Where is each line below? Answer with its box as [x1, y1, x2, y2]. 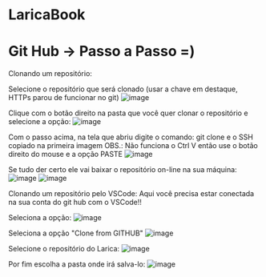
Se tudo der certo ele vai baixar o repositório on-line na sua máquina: [8, 165, 238, 175]
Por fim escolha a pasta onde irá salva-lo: [8, 259, 146, 269]
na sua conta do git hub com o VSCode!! [8, 198, 143, 207]
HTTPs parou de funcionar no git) [8, 93, 119, 102]
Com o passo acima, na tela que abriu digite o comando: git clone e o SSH [8, 132, 254, 142]
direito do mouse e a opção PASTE [8, 150, 123, 159]
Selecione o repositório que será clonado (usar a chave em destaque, [8, 84, 238, 94]
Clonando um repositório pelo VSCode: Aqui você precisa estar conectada [8, 189, 255, 199]
